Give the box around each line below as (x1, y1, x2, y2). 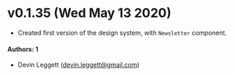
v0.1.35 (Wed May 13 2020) (7, 5, 172, 21)
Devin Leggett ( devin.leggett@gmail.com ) (17, 60, 140, 69)
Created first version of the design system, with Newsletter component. (17, 28, 227, 37)
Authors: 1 (7, 45, 39, 53)
